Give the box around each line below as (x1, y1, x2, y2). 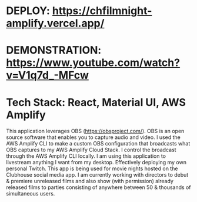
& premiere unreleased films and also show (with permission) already (6, 178, 173, 185)
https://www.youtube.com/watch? (6, 56, 181, 69)
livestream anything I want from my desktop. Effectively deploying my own (6, 159, 187, 166)
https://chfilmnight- (52, 4, 152, 18)
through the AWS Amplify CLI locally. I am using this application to (6, 153, 166, 160)
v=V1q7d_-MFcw (6, 69, 89, 82)
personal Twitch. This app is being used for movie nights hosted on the (6, 165, 178, 172)
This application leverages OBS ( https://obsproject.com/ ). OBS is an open (6, 128, 185, 135)
